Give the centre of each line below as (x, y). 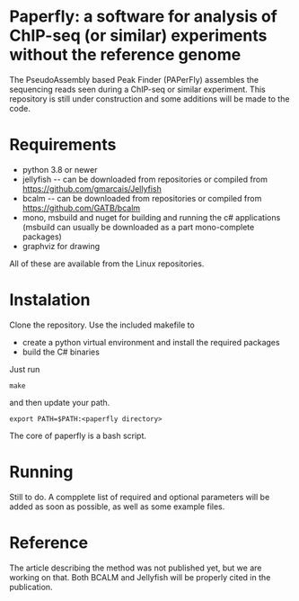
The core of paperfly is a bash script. (78, 435)
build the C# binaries (61, 352)
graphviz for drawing (61, 246)
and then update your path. (60, 402)
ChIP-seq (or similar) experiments (138, 36)
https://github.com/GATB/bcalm (81, 208)
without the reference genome (125, 55)
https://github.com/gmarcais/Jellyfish (92, 188)
